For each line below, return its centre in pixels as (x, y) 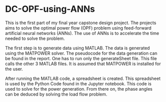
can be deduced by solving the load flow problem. (56, 94)
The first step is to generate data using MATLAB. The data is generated (78, 48)
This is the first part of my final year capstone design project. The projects (81, 23)
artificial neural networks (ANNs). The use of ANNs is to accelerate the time (82, 33)
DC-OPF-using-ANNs (50, 9)
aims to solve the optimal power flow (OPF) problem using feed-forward (78, 28)
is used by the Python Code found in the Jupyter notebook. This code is (78, 84)
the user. (14, 69)
